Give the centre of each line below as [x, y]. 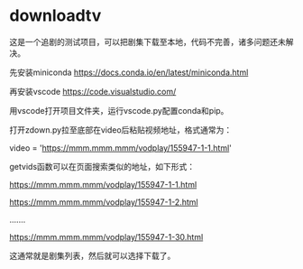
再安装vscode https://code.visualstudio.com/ [93, 91]
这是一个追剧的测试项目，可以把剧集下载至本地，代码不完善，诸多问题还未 [147, 42]
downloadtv [55, 16]
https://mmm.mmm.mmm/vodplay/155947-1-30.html [106, 237]
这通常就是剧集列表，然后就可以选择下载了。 [92, 255]
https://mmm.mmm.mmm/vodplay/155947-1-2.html [104, 202]
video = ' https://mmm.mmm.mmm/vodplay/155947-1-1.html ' [121, 148]
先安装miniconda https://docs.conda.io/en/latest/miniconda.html [129, 72]
